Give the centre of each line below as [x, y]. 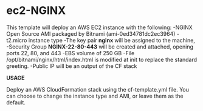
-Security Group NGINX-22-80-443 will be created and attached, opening [100, 47]
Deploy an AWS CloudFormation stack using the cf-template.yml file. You [98, 89]
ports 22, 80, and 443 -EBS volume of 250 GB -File [71, 53]
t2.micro [17, 40]
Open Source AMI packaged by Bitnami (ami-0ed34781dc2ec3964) [91, 33]
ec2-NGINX [36, 11]
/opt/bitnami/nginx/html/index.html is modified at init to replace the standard [102, 59]
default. [16, 102]
